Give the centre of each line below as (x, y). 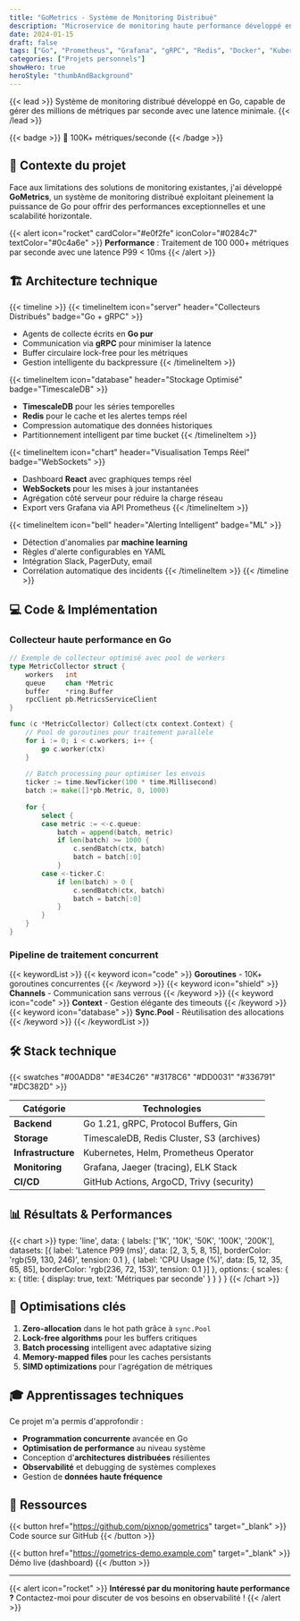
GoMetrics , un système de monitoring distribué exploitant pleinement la (142, 197)
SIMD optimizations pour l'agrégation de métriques (117, 1366)
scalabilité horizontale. (50, 215)
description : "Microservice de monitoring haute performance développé (145, 26)
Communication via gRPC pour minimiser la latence (117, 343)
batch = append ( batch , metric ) (115, 832)
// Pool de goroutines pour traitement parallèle (120, 733)
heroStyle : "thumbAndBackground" (71, 76)
